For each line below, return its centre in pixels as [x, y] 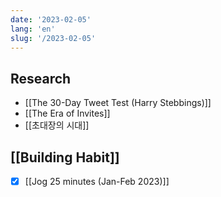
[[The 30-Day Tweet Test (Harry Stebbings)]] [118, 103]
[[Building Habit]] [65, 157]
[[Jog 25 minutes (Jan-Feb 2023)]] [97, 181]
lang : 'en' [33, 29]
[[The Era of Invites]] [67, 113]
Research [41, 78]
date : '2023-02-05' [51, 19]
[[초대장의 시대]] [57, 125]
